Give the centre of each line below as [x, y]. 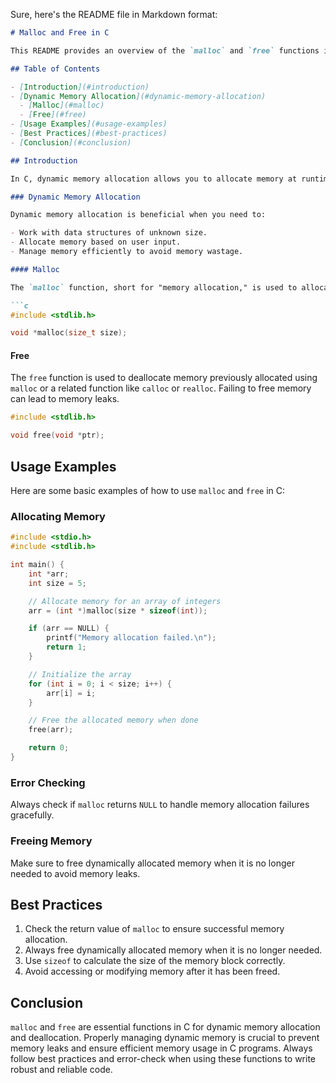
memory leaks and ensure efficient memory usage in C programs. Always [161, 1048]
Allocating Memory [58, 516]
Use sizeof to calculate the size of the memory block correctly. [155, 961]
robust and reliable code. [61, 1070]
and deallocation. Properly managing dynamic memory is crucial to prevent [165, 1038]
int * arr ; [49, 574]
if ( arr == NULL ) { [69, 629]
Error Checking [48, 782]
